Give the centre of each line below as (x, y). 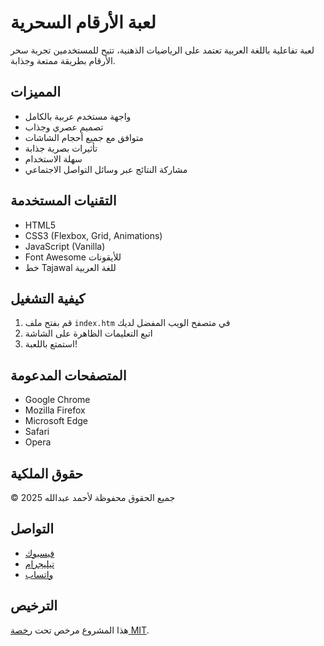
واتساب (39, 574)
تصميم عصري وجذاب (64, 127)
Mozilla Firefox (55, 410)
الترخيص (34, 606)
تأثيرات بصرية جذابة (61, 148)
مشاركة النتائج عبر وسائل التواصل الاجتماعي (106, 169)
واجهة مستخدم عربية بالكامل (78, 116)
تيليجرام (39, 563)
